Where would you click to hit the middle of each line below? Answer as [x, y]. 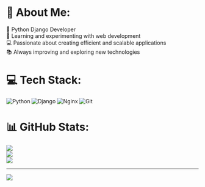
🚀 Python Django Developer [41, 29]
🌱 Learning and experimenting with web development [74, 35]
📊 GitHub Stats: [48, 127]
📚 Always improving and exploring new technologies [73, 52]
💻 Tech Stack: [44, 80]
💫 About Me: [38, 13]
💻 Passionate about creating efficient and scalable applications [86, 43]
